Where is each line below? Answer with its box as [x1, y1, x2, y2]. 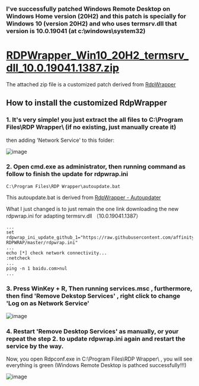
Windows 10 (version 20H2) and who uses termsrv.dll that [6, 20, 178, 28]
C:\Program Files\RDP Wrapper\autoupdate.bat [6, 183, 120, 189]
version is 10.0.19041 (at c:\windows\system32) [6, 27, 146, 35]
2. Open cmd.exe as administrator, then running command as [6, 163, 186, 171]
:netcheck [6, 255, 31, 261]
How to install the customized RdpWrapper [6, 98, 168, 108]
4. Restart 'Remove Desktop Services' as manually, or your [6, 327, 179, 336]
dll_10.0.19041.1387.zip [6, 61, 120, 75]
